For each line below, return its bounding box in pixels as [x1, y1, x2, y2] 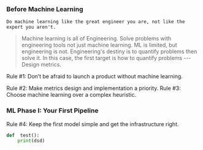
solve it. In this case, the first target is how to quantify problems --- [21, 54, 191, 62]
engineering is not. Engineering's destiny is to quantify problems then [21, 48, 197, 55]
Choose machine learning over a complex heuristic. [6, 91, 137, 99]
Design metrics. [21, 61, 61, 69]
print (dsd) [17, 138, 45, 144]
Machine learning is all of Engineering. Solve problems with [21, 35, 172, 42]
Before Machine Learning [6, 5, 84, 13]
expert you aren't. [6, 24, 56, 31]
